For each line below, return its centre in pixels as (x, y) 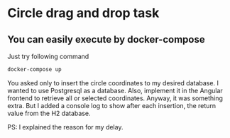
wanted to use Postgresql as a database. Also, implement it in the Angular (115, 90)
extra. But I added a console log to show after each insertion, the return (112, 105)
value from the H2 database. (49, 113)
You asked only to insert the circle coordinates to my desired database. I (113, 83)
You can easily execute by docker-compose (106, 39)
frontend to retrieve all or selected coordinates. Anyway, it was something (115, 98)
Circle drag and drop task (83, 13)
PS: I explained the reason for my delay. (65, 127)
